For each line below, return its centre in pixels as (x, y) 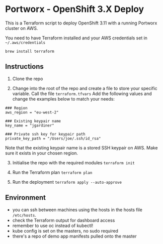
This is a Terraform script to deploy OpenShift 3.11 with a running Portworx (81, 23)
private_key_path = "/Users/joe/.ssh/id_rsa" (53, 138)
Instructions (24, 66)
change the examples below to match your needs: (64, 99)
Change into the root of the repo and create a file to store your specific (85, 88)
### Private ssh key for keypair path (45, 134)
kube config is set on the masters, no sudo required (65, 231)
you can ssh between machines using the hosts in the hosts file (77, 210)
